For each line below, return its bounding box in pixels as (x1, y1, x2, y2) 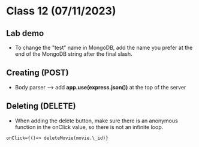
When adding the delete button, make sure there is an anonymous (14, 117, 178, 124)
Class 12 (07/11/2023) (6, 4, 116, 18)
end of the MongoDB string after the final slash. (14, 50, 132, 58)
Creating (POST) (6, 68, 69, 78)
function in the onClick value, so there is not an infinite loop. (14, 123, 164, 130)
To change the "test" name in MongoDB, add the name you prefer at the (14, 44, 193, 51)
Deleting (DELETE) (6, 101, 76, 112)
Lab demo (6, 28, 44, 38)
